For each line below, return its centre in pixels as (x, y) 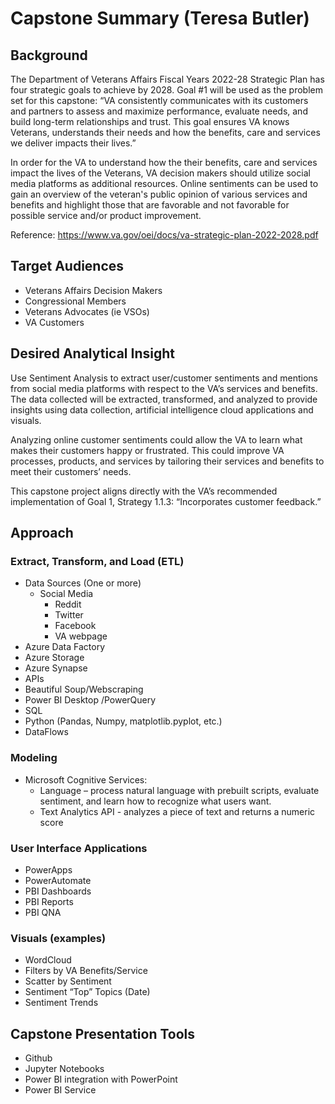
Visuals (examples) (58, 938)
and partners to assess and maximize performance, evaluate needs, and (159, 111)
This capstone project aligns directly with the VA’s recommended (144, 491)
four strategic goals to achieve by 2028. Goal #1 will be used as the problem (166, 90)
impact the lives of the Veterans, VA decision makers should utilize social (160, 173)
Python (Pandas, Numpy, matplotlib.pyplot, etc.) (123, 721)
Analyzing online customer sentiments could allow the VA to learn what (156, 439)
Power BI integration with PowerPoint (101, 1079)
